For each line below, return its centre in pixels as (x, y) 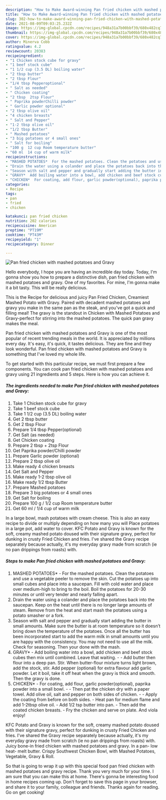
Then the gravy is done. (37, 679)
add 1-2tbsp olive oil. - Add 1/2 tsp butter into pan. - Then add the (79, 705)
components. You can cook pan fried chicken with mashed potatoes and (79, 369)
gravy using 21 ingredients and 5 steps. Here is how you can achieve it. (78, 375)
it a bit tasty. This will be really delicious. (47, 288)
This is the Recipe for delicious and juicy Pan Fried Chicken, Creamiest (77, 297)
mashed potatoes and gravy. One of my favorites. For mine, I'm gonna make (83, 282)
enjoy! (19, 715)
